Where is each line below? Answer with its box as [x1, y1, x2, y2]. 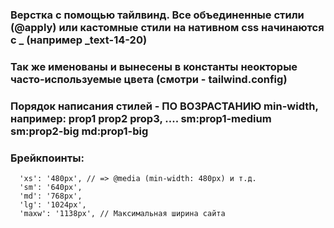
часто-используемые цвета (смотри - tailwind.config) [10, 72, 288, 86]
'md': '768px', [19, 191, 83, 202]
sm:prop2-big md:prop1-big [10, 124, 149, 138]
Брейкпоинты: [10, 151, 85, 165]
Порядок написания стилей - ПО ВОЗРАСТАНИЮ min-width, [10, 99, 319, 113]
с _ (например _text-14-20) [10, 33, 148, 47]
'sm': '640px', [19, 183, 83, 193]
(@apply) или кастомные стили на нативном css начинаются [10, 20, 325, 34]
